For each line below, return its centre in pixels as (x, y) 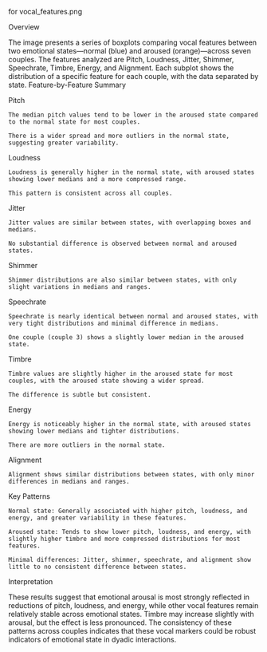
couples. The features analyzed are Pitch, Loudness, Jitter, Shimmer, (121, 59)
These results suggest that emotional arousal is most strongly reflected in (129, 597)
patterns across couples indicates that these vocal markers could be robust (132, 631)
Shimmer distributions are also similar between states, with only (123, 280)
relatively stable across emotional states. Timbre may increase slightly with (131, 614)
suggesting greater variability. (64, 143)
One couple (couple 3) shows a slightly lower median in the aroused (126, 338)
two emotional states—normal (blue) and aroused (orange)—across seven (130, 51)
